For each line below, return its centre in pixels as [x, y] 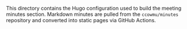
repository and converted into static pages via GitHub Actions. [81, 20]
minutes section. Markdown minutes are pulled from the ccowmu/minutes [92, 14]
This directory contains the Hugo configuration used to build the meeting [94, 8]
